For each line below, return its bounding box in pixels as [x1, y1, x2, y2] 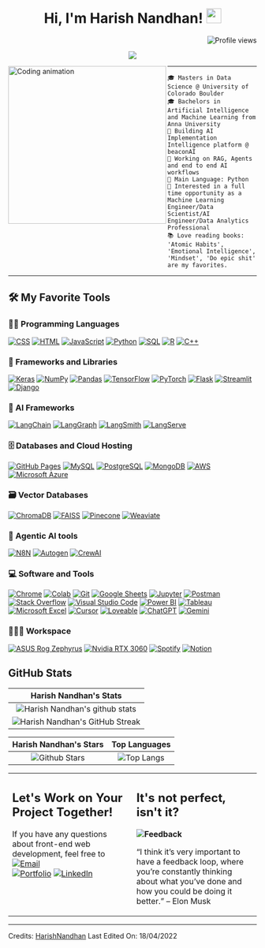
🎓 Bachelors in [167, 97, 221, 106]
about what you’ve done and [136, 876, 242, 887]
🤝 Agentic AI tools [8, 530, 78, 541]
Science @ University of [167, 83, 249, 91]
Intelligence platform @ [167, 140, 249, 149]
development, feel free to [12, 849, 106, 860]
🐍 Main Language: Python [167, 175, 249, 183]
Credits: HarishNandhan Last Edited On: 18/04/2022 [8, 931, 177, 941]
